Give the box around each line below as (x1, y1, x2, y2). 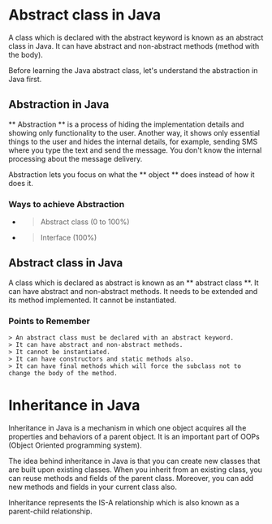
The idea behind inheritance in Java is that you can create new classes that (8, 457, 261, 466)
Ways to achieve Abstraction (8, 198, 125, 210)
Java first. (8, 74, 42, 84)
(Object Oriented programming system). (8, 440, 142, 450)
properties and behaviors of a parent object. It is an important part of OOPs (8, 432, 260, 442)
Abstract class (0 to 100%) (40, 217, 130, 227)
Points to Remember (8, 315, 91, 327)
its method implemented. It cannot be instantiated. (8, 295, 177, 305)
